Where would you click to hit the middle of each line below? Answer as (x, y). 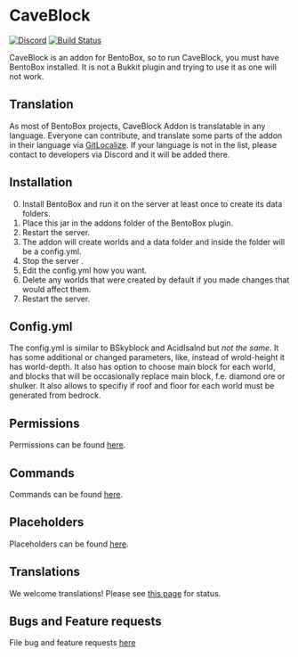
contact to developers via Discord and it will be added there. (120, 154)
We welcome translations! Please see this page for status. (115, 593)
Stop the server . (53, 260)
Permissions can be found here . (68, 445)
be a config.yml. (52, 251)
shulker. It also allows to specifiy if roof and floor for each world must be (142, 386)
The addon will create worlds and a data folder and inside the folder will (153, 242)
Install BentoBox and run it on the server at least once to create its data (152, 204)
